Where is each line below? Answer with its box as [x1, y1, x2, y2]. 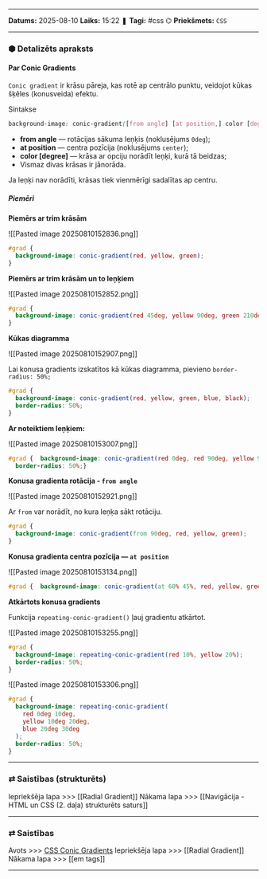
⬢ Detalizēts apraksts [8, 43, 94, 54]
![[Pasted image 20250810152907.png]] [8, 349, 137, 359]
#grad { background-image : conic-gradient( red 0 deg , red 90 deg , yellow [8, 454, 254, 462]
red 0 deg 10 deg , [22, 710, 77, 718]
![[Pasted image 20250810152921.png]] [8, 492, 137, 501]
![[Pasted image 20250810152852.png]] [8, 288, 139, 299]
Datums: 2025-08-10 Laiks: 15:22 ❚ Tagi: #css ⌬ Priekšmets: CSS [8, 16, 227, 25]
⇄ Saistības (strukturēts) [8, 774, 106, 785]
